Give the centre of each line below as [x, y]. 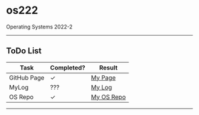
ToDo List [24, 51]
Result [108, 68]
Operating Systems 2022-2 [39, 27]
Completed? [68, 68]
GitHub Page [27, 78]
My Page [103, 78]
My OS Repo [108, 97]
